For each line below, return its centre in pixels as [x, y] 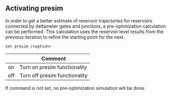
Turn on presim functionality [53, 67]
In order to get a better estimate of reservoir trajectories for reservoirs [79, 20]
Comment [54, 58]
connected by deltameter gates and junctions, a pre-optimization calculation [86, 26]
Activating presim [34, 8]
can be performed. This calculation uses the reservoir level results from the [84, 31]
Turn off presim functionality [54, 75]
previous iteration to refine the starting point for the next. [65, 37]
